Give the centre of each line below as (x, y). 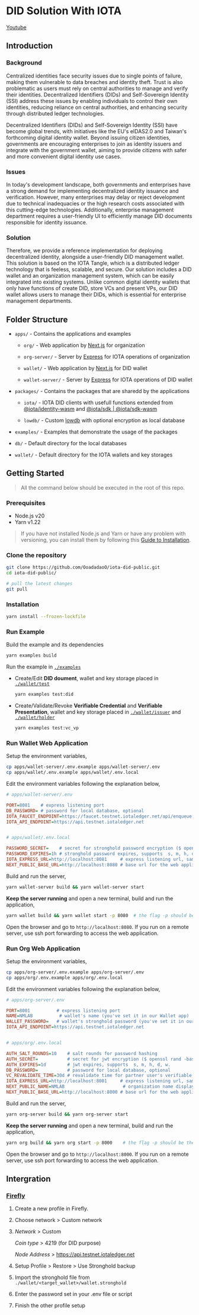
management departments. (39, 301)
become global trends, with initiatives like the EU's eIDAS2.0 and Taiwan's (97, 131)
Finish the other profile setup (50, 1306)
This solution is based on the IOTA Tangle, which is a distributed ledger (93, 263)
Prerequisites (26, 503)
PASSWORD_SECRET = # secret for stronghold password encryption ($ (94, 848)
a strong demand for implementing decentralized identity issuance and (92, 191)
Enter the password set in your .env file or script (73, 1294)
